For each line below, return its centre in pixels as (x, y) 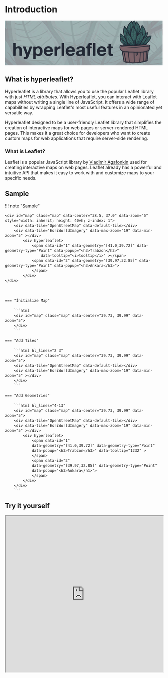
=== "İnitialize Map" (28, 300)
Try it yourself (27, 506)
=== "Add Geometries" (28, 396)
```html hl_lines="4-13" (40, 406)
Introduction (31, 9)
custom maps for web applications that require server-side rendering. (77, 138)
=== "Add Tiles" (22, 341)
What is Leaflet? (25, 151)
